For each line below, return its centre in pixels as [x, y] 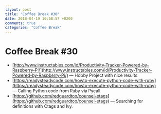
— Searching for [127, 101]
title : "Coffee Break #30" [32, 14]
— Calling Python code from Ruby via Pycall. [57, 91]
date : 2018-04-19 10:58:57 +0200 [39, 18]
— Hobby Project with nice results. [104, 75]
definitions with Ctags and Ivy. [42, 106]
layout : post [18, 9]
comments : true [20, 23]
